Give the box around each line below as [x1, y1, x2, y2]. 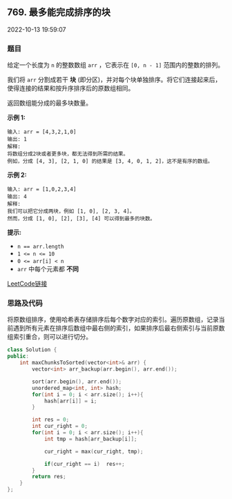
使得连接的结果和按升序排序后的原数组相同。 [7, 84, 135, 92]
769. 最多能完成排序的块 [7, 6, 110, 19]
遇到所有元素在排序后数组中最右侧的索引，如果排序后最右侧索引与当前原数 [12, 324, 225, 333]
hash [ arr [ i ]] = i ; [43, 398, 97, 404]
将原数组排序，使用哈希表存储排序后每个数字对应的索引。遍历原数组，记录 [7, 315, 219, 324]
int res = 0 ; [32, 416, 70, 423]
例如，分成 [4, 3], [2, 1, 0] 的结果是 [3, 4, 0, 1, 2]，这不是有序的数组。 [7, 158, 213, 165]
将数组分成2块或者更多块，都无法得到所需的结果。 [7, 150, 129, 157]
